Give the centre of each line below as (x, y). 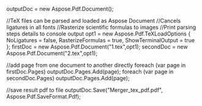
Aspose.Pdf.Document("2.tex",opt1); (52, 53)
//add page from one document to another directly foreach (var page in (96, 65)
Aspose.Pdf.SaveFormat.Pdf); (44, 97)
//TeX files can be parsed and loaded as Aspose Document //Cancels (94, 21)
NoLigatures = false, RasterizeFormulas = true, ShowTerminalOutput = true (100, 40)
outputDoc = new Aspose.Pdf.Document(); (60, 9)
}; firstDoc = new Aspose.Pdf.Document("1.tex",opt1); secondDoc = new (97, 47)
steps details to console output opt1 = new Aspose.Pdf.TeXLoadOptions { (99, 34)
